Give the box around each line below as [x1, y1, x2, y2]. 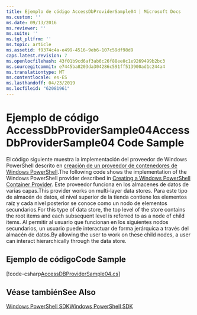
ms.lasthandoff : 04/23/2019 [6, 80, 76, 86]
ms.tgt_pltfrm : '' [6, 36, 51, 42]
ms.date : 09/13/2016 [6, 20, 57, 25]
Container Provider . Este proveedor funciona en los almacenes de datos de [6, 181, 189, 188]
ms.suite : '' [6, 31, 38, 37]
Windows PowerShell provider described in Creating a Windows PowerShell [6, 174, 191, 181]
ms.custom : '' [6, 14, 41, 20]
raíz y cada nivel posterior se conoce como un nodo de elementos [6, 199, 167, 207]
